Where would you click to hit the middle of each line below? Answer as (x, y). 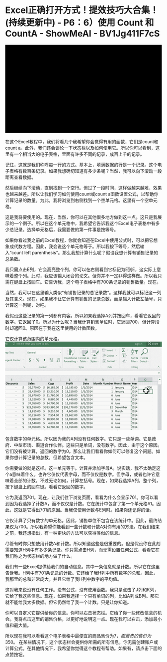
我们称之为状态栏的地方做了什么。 (40, 556)
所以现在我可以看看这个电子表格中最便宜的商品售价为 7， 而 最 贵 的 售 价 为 (78, 636)
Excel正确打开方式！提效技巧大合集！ (82, 10)
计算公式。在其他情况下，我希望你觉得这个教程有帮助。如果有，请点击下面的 (83, 648)
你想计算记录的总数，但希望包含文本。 (48, 457)
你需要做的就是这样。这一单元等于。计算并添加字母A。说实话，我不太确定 (81, 468)
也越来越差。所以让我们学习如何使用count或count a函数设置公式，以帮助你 (82, 194)
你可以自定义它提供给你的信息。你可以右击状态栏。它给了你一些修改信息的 (81, 613)
